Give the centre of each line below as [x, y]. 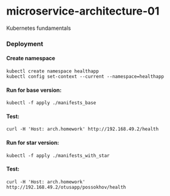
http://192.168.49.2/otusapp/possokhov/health [66, 187]
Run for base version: [34, 90]
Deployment [25, 44]
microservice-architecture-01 [83, 11]
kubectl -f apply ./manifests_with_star [58, 156]
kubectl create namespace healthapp [53, 71]
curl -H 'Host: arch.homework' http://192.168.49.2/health [83, 129]
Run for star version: [33, 143]
